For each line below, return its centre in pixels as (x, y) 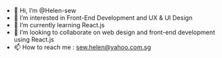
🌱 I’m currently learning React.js (59, 25)
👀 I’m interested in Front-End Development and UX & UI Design (103, 18)
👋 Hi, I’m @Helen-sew (45, 11)
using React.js (34, 40)
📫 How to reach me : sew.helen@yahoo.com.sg (82, 47)
